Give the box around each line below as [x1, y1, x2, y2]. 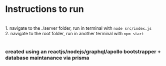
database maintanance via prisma [5, 54, 89, 61]
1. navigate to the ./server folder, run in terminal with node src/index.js [5, 25, 152, 31]
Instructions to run [5, 3, 84, 15]
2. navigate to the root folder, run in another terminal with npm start [5, 30, 144, 36]
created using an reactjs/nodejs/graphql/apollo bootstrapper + [5, 48, 161, 55]
